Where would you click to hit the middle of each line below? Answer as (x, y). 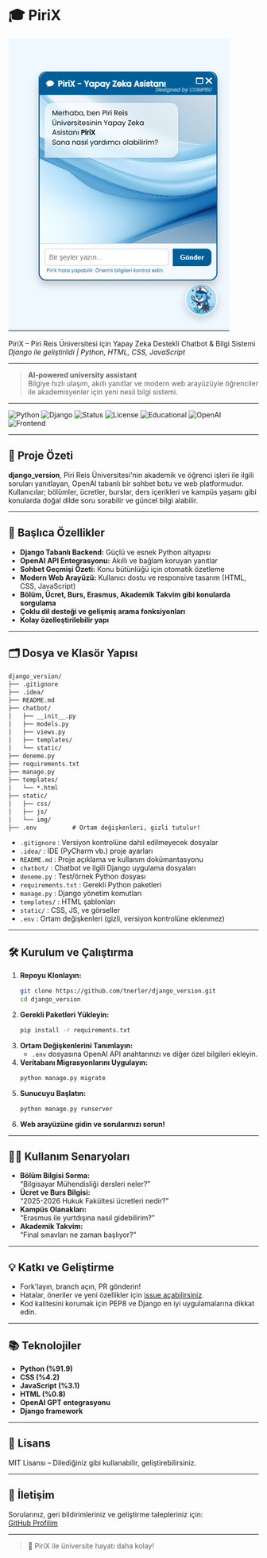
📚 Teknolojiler (45, 1346)
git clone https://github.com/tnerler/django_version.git (118, 991)
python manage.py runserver (66, 1109)
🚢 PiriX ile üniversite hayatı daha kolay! (91, 1545)
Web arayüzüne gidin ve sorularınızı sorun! (92, 1124)
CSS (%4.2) (40, 1377)
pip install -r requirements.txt (75, 1030)
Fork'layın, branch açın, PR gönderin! (80, 1286)
